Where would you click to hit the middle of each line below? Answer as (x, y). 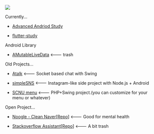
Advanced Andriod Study (38, 26)
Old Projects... (19, 64)
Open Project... (20, 107)
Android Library (21, 45)
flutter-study (25, 36)
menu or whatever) (31, 98)
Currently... (16, 17)
